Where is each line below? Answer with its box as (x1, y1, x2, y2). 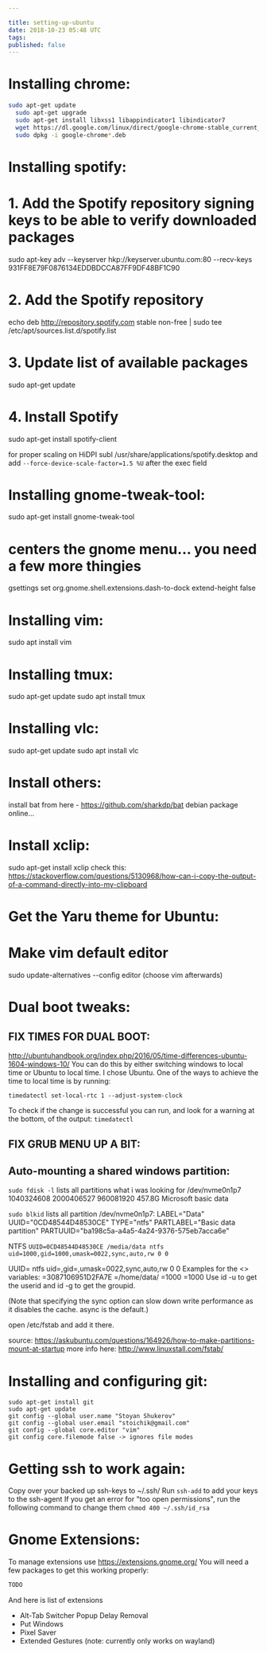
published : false (8, 41, 66, 49)
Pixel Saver (19, 1628, 57, 1637)
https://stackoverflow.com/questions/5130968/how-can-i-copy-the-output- (8, 871, 257, 881)
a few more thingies (8, 557, 141, 575)
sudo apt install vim (8, 638, 72, 647)
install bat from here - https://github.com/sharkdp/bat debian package (8, 800, 238, 810)
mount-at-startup (8, 1344, 65, 1354)
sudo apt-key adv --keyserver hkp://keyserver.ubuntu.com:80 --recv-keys (8, 254, 253, 264)
